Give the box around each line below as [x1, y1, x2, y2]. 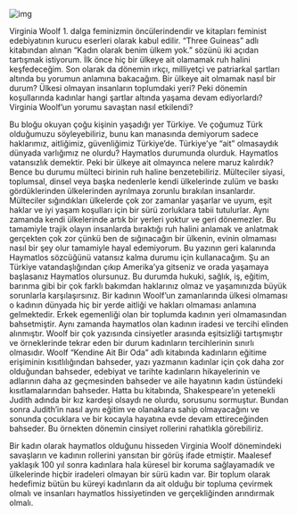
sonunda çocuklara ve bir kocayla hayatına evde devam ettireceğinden [9, 414, 269, 424]
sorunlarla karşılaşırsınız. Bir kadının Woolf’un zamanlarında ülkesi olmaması [9, 291, 288, 300]
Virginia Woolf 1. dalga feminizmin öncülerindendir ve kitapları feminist [9, 26, 268, 36]
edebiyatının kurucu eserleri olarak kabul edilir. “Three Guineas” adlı [9, 36, 260, 46]
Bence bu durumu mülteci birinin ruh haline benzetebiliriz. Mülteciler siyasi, [9, 166, 285, 177]
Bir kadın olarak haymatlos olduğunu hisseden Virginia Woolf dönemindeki [9, 441, 283, 451]
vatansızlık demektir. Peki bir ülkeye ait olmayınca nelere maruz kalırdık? [9, 157, 274, 167]
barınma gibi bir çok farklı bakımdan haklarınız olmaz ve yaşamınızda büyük [9, 281, 287, 291]
